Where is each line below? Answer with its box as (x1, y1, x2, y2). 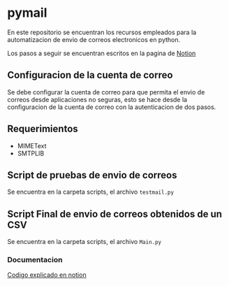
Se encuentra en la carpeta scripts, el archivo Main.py (7, 238, 162, 246)
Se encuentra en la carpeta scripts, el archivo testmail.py (7, 187, 175, 196)
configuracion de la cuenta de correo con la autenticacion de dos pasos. (7, 103, 216, 111)
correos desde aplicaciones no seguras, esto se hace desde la (7, 95, 187, 103)
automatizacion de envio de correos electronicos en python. (7, 35, 181, 43)
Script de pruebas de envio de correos (7, 169, 177, 181)
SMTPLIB (17, 149, 45, 157)
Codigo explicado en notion (7, 271, 87, 279)
